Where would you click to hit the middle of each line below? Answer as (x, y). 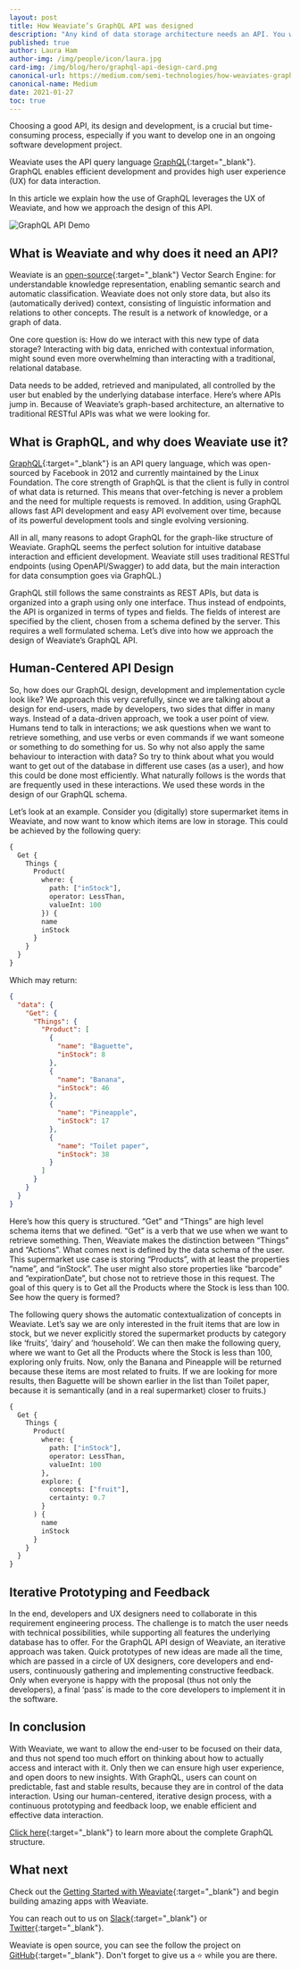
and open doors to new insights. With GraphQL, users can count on (133, 1777)
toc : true (28, 100)
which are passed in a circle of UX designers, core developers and (132, 1661)
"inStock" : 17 (83, 1122)
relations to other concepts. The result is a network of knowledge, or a (139, 313)
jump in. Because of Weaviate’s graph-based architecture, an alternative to (147, 405)
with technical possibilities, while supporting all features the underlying (140, 1632)
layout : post (33, 17)
